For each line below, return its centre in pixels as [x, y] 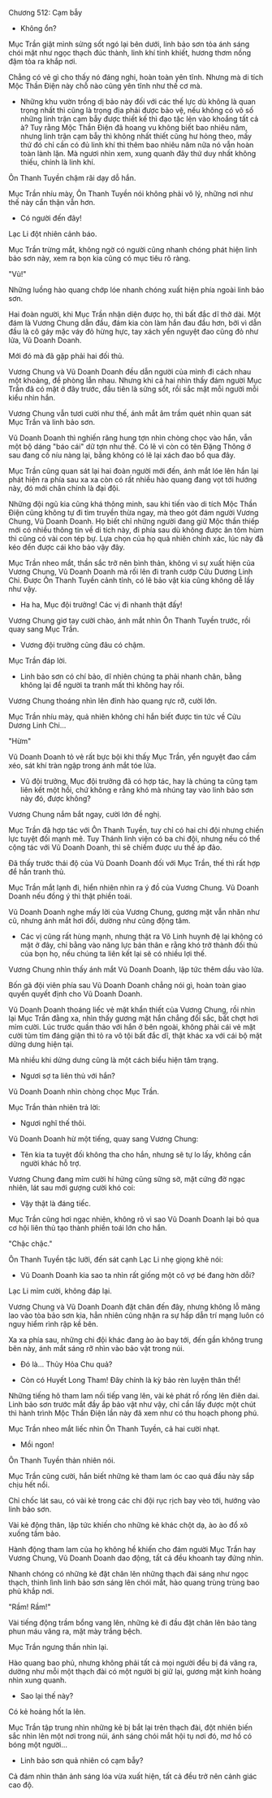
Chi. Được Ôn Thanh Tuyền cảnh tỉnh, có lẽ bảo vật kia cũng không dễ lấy [132, 580]
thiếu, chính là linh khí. [58, 162]
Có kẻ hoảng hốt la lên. [47, 1712]
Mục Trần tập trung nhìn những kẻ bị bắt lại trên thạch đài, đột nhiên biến [131, 1727]
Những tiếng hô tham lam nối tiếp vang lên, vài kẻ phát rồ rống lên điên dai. [134, 1396]
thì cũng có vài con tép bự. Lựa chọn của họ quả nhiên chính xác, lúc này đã [136, 538]
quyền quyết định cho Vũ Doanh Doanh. [76, 994]
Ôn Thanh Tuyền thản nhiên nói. [62, 1460]
